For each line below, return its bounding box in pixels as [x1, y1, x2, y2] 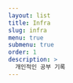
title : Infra [8, 19, 51, 27]
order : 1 [8, 48, 37, 56]
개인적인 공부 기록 [15, 63, 66, 71]
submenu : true [8, 41, 55, 49]
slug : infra [8, 26, 47, 34]
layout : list [8, 11, 51, 20]
